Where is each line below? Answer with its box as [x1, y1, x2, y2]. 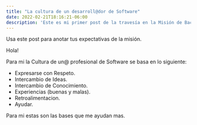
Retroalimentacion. [14, 94, 60, 102]
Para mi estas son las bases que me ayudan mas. [6, 112, 125, 119]
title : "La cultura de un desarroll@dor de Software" [6, 8, 141, 15]
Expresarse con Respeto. [14, 70, 76, 77]
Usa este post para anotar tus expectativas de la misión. [6, 36, 142, 43]
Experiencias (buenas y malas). [14, 89, 91, 96]
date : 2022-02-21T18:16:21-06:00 [6, 14, 88, 20]
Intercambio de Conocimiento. [14, 82, 88, 89]
